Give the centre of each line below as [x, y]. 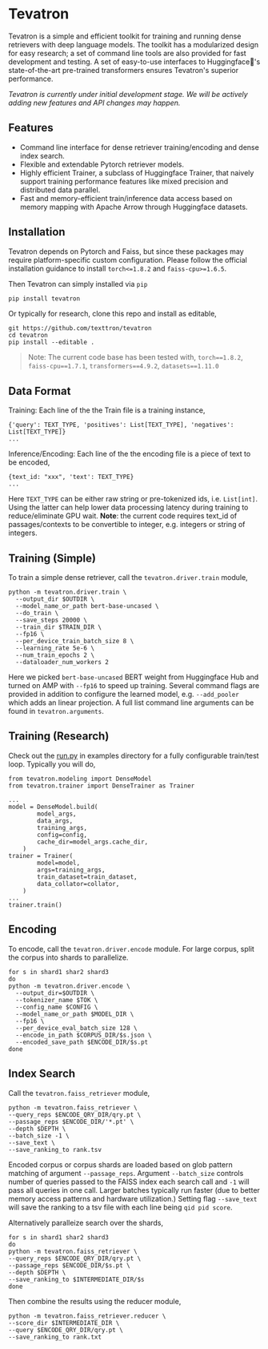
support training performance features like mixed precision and [124, 181]
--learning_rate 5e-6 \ [55, 648]
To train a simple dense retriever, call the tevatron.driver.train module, [128, 578]
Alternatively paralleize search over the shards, [86, 1222]
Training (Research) [59, 737]
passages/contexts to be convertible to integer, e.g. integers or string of [127, 525]
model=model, [59, 863]
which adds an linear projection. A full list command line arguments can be [131, 703]
